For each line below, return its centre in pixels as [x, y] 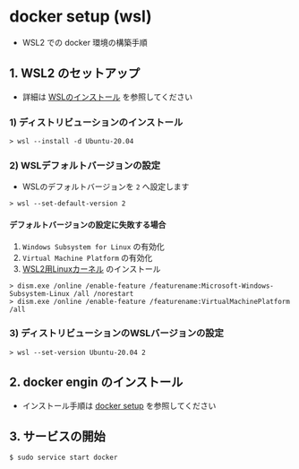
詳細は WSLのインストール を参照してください [107, 97]
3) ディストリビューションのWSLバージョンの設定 [116, 334]
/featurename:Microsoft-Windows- [212, 286]
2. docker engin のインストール [96, 382]
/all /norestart [103, 293]
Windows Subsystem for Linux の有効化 [94, 246]
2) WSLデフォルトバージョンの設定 [85, 165]
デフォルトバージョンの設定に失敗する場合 [88, 224]
